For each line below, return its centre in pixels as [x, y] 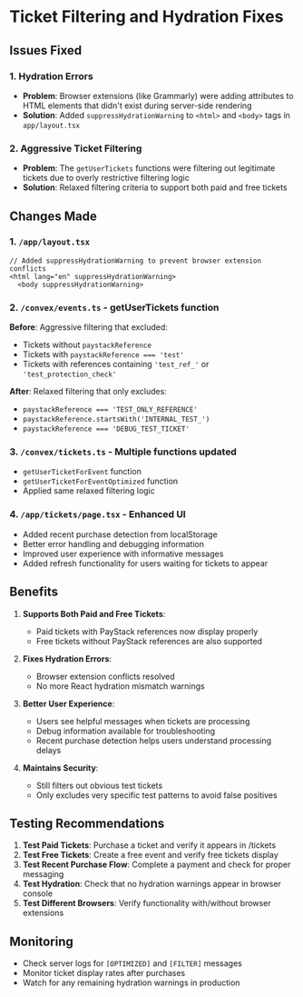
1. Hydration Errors [51, 76]
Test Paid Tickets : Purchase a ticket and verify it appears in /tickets [149, 845]
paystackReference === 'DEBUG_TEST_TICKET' [106, 429]
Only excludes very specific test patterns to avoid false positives [157, 795]
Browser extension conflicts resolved [105, 676]
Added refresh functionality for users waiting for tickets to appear [145, 563]
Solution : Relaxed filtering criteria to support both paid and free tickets [155, 187]
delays [49, 750]
